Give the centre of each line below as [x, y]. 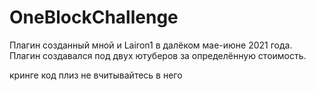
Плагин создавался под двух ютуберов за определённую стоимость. [158, 55]
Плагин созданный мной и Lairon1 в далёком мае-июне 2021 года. [151, 45]
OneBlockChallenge [94, 17]
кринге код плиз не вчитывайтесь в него [96, 75]
